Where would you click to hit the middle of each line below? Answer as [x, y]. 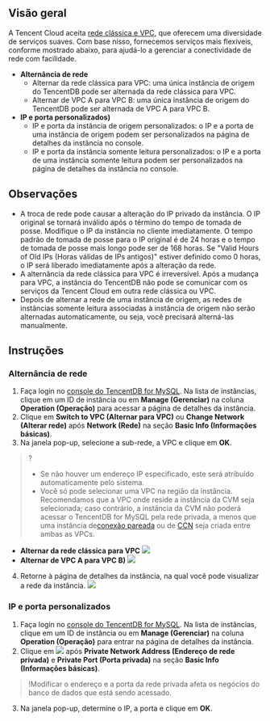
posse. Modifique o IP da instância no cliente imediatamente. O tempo [136, 230]
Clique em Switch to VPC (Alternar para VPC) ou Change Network [132, 417]
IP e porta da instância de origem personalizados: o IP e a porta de [143, 125]
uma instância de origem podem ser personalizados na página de [141, 134]
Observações [43, 194]
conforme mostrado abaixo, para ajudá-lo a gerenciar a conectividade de [130, 50]
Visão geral [37, 13]
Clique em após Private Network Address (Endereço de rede [127, 651]
